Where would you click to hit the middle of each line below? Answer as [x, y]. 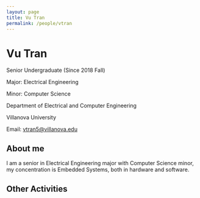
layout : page [23, 12]
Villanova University [31, 118]
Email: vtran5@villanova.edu [42, 129]
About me [25, 148]
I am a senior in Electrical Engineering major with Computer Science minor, [100, 163]
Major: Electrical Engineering [43, 82]
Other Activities [37, 189]
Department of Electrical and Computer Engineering [72, 106]
